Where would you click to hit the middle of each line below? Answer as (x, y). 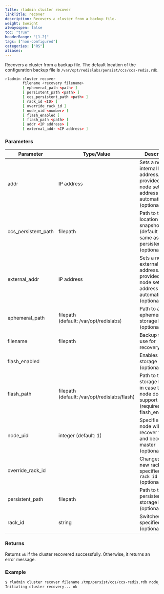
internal (148, 169)
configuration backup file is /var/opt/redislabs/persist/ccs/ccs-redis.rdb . (82, 70)
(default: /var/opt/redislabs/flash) (97, 397)
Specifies (150, 421)
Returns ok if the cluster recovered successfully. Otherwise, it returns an (78, 554)
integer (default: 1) (80, 436)
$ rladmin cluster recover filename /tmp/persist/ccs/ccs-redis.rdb (76, 582)
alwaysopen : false (24, 28)
